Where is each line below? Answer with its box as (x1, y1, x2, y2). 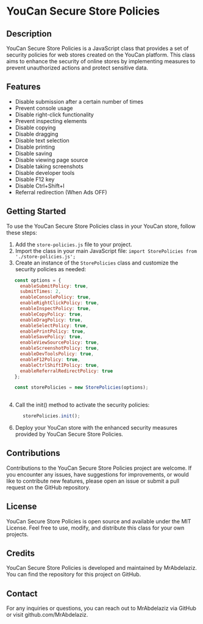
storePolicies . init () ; (22, 413, 80, 419)
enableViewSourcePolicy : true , (20, 339, 99, 346)
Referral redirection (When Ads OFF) (15, 188, 108, 196)
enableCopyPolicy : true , (20, 311, 84, 317)
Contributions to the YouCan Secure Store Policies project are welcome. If (6, 464, 192, 472)
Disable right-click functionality (15, 111, 94, 118)
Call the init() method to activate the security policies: (15, 401, 150, 409)
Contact (6, 588, 38, 598)
